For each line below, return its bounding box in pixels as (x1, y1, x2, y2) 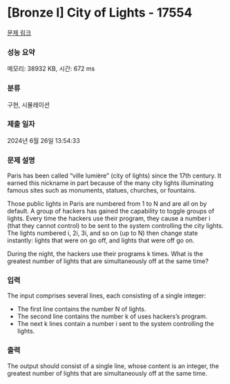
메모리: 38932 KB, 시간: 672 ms (7, 64, 95, 73)
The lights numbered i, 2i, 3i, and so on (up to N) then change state (7, 229, 198, 238)
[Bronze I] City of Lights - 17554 (7, 5, 193, 21)
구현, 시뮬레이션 (7, 100, 50, 108)
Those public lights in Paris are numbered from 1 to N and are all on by (7, 200, 207, 208)
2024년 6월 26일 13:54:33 (7, 136, 81, 144)
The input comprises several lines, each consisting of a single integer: (7, 291, 207, 300)
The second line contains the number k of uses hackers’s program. (17, 312, 208, 320)
